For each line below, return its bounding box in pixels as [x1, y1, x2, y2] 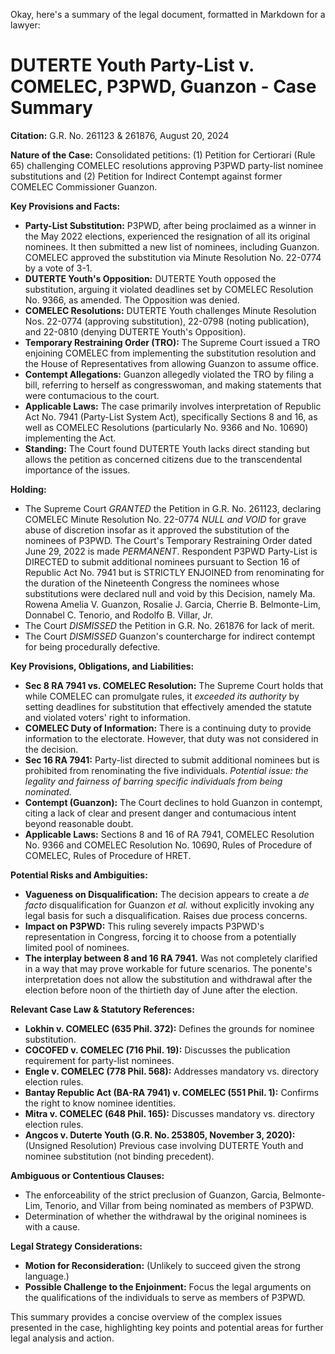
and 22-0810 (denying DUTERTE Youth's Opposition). [24, 325, 247, 338]
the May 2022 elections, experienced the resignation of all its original [24, 230, 311, 242]
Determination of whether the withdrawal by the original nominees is [24, 1210, 307, 1222]
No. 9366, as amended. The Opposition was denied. [24, 294, 240, 306]
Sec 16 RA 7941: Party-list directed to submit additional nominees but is [24, 754, 320, 766]
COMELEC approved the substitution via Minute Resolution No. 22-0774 [24, 251, 322, 263]
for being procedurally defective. [24, 640, 161, 653]
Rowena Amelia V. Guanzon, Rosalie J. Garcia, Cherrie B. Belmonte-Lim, [24, 598, 322, 610]
